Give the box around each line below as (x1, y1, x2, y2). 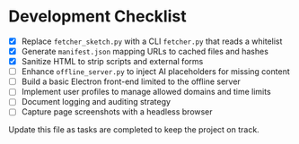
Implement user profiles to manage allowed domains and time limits (21, 87, 271, 97)
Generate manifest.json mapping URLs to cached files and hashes (21, 47, 268, 56)
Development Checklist (8, 6, 187, 27)
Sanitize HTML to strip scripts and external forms (21, 56, 204, 67)
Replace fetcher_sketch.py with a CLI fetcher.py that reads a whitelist (21, 36, 283, 47)
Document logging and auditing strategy (21, 97, 171, 107)
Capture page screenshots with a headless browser (21, 106, 213, 117)
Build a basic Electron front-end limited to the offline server (21, 76, 242, 87)
